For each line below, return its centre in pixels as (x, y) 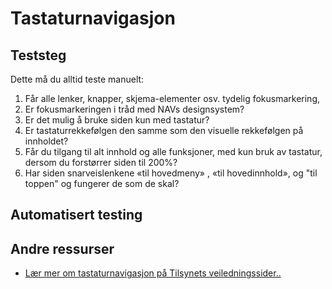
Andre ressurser (62, 248)
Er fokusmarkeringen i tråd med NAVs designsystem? (134, 109)
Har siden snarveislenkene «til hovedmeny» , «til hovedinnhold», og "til (171, 173)
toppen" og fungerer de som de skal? (102, 183)
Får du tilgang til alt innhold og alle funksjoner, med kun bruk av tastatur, (173, 151)
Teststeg (38, 55)
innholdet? (46, 141)
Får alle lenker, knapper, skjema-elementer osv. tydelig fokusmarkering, (172, 98)
